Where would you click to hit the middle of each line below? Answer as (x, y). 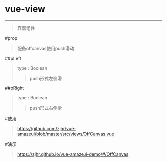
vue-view (25, 9)
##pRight (15, 88)
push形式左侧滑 (46, 78)
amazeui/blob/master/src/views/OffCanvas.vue (66, 134)
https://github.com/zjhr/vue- (46, 128)
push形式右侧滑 (46, 108)
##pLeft (13, 58)
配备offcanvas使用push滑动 (46, 48)
